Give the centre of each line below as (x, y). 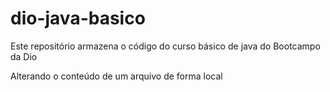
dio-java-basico (78, 18)
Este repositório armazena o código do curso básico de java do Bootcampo (165, 46)
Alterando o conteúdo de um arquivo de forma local (116, 76)
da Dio (24, 56)
